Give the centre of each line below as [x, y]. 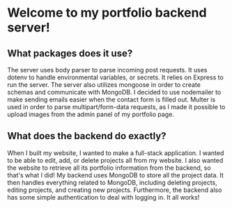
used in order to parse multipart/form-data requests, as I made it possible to [116, 107]
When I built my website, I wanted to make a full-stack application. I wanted [116, 153]
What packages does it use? [70, 53]
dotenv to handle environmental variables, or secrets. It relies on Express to [116, 77]
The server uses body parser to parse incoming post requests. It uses [107, 70]
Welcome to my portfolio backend [107, 13]
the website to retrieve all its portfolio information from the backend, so [109, 168]
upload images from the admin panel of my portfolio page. [91, 114]
